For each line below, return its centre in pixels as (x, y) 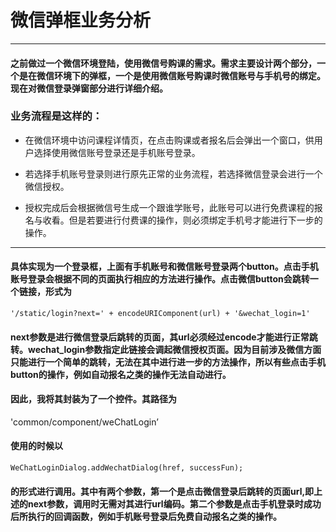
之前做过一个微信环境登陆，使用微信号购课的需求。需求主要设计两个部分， (163, 63)
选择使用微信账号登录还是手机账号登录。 (117, 152)
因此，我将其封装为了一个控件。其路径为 (93, 399)
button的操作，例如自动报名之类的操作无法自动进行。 (121, 374)
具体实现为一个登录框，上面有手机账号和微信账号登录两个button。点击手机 (164, 267)
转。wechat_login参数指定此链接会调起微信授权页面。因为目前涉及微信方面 (166, 349)
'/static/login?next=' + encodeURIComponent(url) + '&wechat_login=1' (160, 314)
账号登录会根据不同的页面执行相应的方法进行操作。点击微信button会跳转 (160, 279)
